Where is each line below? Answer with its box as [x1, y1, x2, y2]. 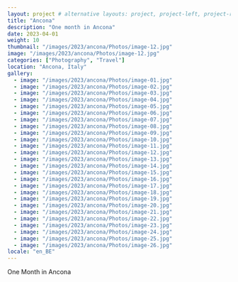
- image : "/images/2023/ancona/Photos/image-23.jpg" [13, 222, 173, 229]
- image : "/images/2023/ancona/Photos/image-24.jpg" [13, 228, 173, 235]
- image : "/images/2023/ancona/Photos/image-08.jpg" [13, 122, 173, 130]
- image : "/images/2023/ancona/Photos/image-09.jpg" [13, 129, 173, 136]
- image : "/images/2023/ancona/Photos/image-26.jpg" [13, 242, 173, 249]
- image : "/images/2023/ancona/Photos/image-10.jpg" [13, 136, 173, 143]
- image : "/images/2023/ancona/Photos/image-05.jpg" [13, 103, 173, 110]
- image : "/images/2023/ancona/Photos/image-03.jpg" [13, 90, 173, 97]
